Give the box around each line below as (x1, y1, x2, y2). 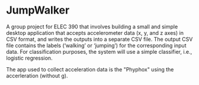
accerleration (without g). (6, 72, 68, 79)
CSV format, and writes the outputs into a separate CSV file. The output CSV (6, 35, 193, 42)
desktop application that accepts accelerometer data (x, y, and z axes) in (6, 29, 184, 36)
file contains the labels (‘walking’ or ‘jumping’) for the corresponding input (6, 42, 187, 49)
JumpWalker (6, 4, 70, 17)
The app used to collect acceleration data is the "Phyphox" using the (6, 66, 174, 73)
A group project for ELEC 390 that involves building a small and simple (6, 23, 178, 30)
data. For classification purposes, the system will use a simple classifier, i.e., (6, 48, 192, 55)
